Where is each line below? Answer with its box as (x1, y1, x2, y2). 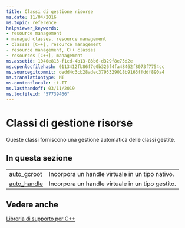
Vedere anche (6, 199, 59, 210)
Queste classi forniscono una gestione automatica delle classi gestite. (6, 136, 176, 143)
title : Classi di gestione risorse (6, 8, 94, 15)
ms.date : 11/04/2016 (6, 14, 57, 20)
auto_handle (9, 180, 43, 188)
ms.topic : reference (6, 19, 57, 25)
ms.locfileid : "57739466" (6, 91, 70, 97)
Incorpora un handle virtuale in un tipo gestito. (48, 180, 177, 188)
